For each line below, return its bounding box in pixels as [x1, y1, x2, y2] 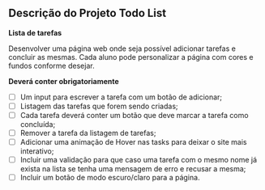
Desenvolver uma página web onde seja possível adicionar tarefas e [8, 44, 237, 53]
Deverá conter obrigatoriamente [8, 76, 119, 86]
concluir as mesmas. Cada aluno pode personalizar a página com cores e [8, 52, 254, 61]
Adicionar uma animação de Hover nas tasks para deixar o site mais [19, 137, 247, 147]
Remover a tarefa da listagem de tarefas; [19, 129, 156, 137]
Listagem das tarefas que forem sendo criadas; [19, 101, 178, 111]
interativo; [19, 146, 54, 156]
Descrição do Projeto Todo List [8, 6, 167, 20]
